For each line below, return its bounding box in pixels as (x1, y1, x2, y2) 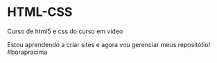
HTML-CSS (7, 4, 73, 20)
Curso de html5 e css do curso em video (7, 27, 123, 35)
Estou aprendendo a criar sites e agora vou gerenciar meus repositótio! (7, 40, 211, 48)
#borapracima (7, 48, 48, 56)
